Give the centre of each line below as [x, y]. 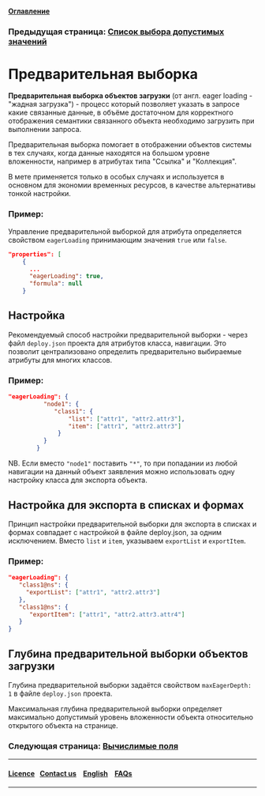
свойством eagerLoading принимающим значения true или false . [118, 240]
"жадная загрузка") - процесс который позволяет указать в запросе [124, 104]
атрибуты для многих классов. [60, 360]
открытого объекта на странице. [63, 726]
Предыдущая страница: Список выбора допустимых [116, 32]
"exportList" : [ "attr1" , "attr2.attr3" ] [93, 592]
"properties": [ [35, 254]
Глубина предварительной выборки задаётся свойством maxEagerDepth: [130, 685]
